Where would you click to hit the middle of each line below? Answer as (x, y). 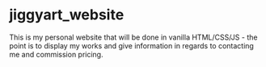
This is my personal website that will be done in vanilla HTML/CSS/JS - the (133, 37)
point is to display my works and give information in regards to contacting (131, 45)
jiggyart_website (67, 15)
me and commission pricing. (56, 54)
